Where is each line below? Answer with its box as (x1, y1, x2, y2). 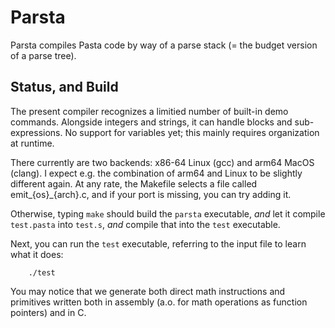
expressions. (10, 126, 63, 138)
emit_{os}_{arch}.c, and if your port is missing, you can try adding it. (10, 188, 292, 200)
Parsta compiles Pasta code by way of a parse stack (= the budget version (10, 39, 318, 51)
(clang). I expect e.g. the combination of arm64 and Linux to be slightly (10, 167, 303, 179)
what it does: (10, 248, 64, 260)
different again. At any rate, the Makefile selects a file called (10, 177, 258, 190)
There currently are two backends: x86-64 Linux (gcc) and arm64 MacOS (10, 156, 315, 168)
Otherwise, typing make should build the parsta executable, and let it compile (10, 207, 326, 220)
